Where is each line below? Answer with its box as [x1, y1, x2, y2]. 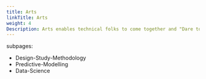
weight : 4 [6, 20, 32, 26]
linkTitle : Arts [6, 15, 48, 21]
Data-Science [15, 67, 50, 75]
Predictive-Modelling [15, 61, 69, 68]
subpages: [6, 43, 33, 50]
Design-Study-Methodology [15, 54, 86, 61]
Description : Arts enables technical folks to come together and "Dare [6, 26, 193, 32]
